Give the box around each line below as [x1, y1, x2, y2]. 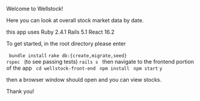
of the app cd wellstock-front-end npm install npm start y [6, 64, 163, 72]
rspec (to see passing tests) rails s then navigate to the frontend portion [6, 58, 195, 65]
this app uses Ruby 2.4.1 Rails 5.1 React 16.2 [6, 28, 115, 35]
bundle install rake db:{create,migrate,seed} [8, 53, 127, 59]
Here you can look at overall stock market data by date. [6, 17, 144, 23]
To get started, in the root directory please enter [6, 40, 126, 47]
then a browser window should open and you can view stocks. [6, 76, 162, 83]
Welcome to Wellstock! [6, 5, 63, 12]
